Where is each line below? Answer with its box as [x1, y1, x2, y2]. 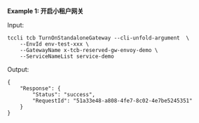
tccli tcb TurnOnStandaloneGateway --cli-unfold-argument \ [7, 34, 190, 41]
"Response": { [20, 85, 61, 92]
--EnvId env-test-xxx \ [20, 41, 90, 48]
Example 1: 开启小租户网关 [7, 7, 84, 15]
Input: [7, 21, 25, 29]
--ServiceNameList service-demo [20, 53, 114, 60]
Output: [7, 65, 29, 73]
